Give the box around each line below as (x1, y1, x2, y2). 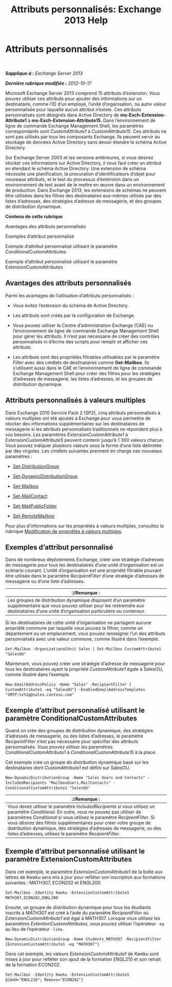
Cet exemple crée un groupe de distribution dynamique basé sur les (5, 759, 149, 766)
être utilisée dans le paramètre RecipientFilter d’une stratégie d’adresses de (5, 573, 165, 579)
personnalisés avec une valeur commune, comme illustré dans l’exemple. (5, 635, 160, 642)
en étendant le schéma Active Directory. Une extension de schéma (5, 165, 146, 171)
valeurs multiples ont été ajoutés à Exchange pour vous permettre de (5, 415, 151, 421)
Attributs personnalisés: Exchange (10, 4, 162, 15)
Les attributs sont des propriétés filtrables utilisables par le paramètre (12, 354, 160, 360)
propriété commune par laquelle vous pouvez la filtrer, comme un (5, 625, 143, 631)
